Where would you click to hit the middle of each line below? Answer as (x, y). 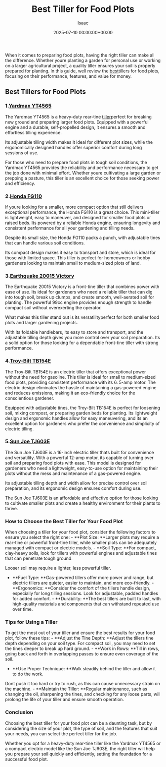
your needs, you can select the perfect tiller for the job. (61, 734)
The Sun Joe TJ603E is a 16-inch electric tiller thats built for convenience (80, 452)
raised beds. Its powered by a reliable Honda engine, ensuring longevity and (83, 223)
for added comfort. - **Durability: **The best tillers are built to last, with (86, 599)
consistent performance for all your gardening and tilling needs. (70, 228)
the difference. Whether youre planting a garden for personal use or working (83, 60)
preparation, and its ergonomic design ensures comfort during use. (73, 488)
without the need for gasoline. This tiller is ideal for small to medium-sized (80, 377)
